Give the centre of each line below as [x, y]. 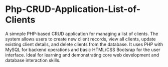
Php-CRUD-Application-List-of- [73, 9]
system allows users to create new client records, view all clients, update [80, 39]
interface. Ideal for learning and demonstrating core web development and [82, 55]
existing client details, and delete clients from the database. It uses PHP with [84, 44]
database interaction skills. [33, 60]
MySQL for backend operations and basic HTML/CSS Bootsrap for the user [83, 49]
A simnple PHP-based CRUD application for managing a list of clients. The [82, 33]
